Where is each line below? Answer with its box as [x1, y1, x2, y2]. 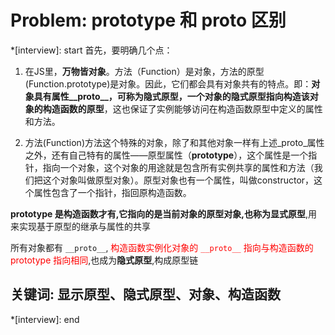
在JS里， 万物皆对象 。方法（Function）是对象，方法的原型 [24, 65, 265, 77]
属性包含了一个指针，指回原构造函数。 [33, 186, 192, 198]
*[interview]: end [10, 313, 80, 325]
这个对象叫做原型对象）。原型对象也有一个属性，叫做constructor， [42, 174, 315, 186]
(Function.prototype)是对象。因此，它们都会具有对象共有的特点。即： [24, 77, 312, 90]
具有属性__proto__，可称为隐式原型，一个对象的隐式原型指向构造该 [33, 90, 310, 102]
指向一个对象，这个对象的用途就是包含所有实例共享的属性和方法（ [42, 161, 315, 173]
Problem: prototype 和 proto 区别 [10, 9, 287, 32]
